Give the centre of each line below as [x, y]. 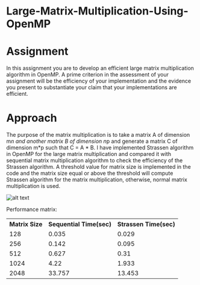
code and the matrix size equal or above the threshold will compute [90, 174]
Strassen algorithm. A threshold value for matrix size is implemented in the [98, 167]
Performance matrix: [32, 210]
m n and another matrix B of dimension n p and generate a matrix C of [92, 141]
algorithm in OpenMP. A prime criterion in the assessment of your [88, 75]
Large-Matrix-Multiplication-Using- [97, 11]
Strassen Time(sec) [146, 224]
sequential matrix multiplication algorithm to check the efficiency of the [95, 160]
